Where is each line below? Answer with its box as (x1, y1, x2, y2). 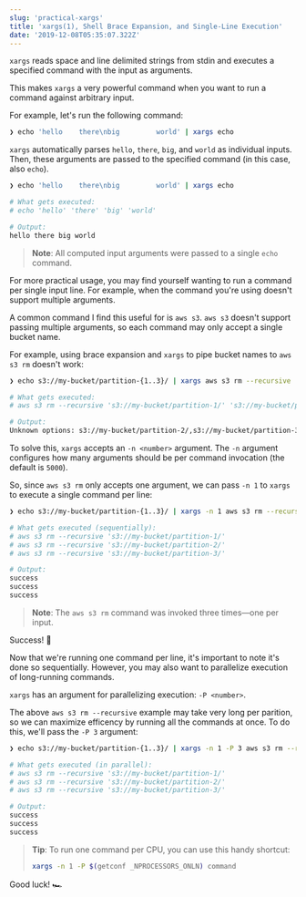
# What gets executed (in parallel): (9, 760, 153, 769)
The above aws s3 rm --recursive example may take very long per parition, (9, 706, 293, 717)
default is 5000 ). (9, 462, 68, 472)
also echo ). (9, 163, 49, 174)
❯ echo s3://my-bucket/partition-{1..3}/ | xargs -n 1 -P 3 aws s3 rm (9, 744, 283, 753)
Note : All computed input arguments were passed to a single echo (31, 247, 279, 258)
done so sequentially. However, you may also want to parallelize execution (9, 662, 289, 673)
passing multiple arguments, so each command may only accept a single (9, 321, 283, 333)
